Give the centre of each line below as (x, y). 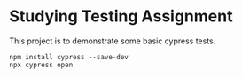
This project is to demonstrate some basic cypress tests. (113, 41)
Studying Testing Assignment (121, 16)
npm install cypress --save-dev (69, 57)
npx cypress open (41, 65)
